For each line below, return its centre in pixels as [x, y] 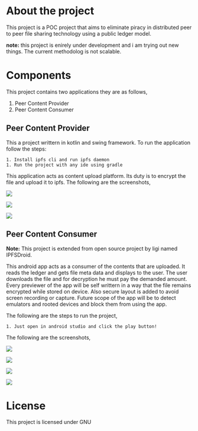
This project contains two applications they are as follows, [77, 92]
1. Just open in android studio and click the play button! [82, 326]
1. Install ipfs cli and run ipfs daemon [58, 159]
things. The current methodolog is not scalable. [64, 51]
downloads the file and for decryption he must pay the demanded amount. [97, 279]
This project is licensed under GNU [49, 422]
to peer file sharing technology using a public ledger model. [79, 33]
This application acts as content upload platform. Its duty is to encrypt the [96, 175]
